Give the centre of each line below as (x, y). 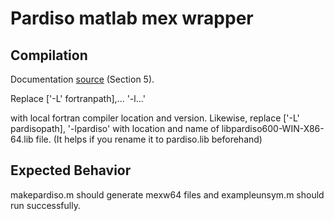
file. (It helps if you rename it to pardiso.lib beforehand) (149, 139)
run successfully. (45, 205)
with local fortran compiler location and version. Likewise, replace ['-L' (155, 118)
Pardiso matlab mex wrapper (132, 18)
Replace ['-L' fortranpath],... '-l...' (78, 98)
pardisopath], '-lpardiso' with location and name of (115, 128)
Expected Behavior (71, 170)
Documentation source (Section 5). (82, 79)
